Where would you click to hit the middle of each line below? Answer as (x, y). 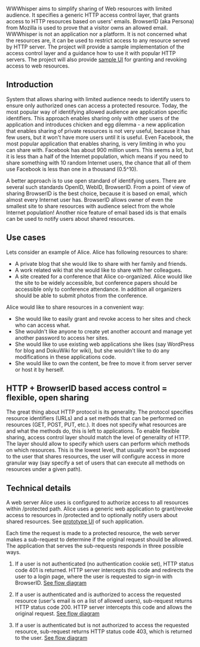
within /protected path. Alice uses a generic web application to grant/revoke (99, 509)
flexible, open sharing (48, 398)
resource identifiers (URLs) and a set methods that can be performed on (95, 418)
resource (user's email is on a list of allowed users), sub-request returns (104, 601)
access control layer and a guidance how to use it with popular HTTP (91, 53)
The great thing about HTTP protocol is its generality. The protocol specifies (100, 412)
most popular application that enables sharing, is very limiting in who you (96, 144)
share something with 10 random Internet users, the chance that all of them (99, 162)
